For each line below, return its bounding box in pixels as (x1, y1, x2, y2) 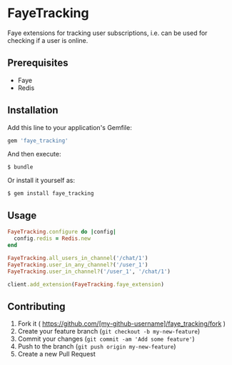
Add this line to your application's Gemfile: (7, 123, 132, 131)
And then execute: (7, 150, 61, 159)
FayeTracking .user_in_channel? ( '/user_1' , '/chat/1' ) (7, 268, 171, 275)
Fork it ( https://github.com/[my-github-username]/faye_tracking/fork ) (17, 319, 226, 328)
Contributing (7, 300, 66, 312)
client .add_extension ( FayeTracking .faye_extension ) (7, 281, 164, 288)
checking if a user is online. (7, 36, 89, 44)
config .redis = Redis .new (14, 235, 91, 242)
